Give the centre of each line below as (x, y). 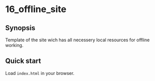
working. (14, 45)
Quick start (23, 61)
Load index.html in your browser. (40, 73)
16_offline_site (36, 9)
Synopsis (20, 28)
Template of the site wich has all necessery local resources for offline (77, 40)
